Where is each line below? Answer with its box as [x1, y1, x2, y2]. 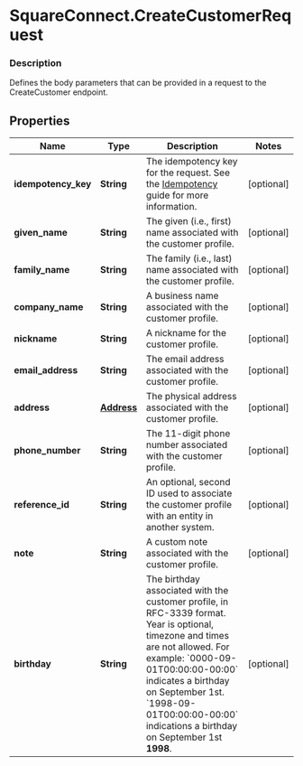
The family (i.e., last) [145, 252, 233, 265]
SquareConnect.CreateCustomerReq [9, 5, 292, 26]
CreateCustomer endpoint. [9, 87, 108, 98]
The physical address [145, 390, 237, 403]
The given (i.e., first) [145, 215, 232, 228]
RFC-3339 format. [145, 607, 226, 620]
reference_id [14, 499, 70, 511]
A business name [145, 290, 219, 303]
